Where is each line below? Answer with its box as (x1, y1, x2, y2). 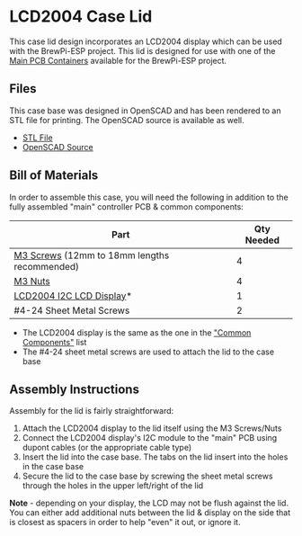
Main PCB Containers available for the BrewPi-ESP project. (9, 55, 227, 66)
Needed (244, 234, 280, 246)
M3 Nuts (13, 274, 51, 287)
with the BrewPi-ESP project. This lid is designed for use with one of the (9, 45, 276, 56)
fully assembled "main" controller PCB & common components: (9, 201, 244, 212)
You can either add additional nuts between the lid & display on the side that (9, 507, 291, 518)
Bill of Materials (9, 168, 99, 183)
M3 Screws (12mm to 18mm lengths (13, 249, 170, 262)
